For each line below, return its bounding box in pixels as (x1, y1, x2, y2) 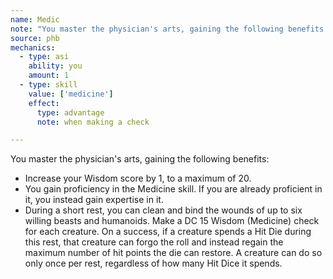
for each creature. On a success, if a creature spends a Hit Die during (24, 226, 312, 238)
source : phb (10, 33, 60, 43)
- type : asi (19, 52, 70, 62)
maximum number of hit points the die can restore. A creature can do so (24, 247, 323, 259)
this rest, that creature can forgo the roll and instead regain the (24, 236, 284, 248)
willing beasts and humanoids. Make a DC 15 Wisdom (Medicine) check (24, 215, 320, 227)
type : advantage (36, 107, 105, 118)
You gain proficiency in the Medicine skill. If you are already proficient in (24, 183, 323, 195)
